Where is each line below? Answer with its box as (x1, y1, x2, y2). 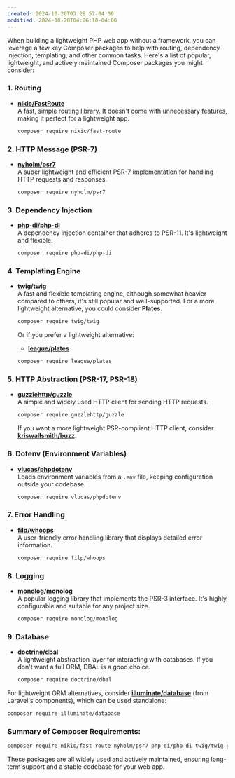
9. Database (7, 632, 49, 641)
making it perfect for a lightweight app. (17, 114, 130, 123)
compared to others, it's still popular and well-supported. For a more (17, 297, 215, 306)
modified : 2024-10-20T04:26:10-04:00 (7, 17, 117, 24)
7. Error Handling (7, 510, 65, 519)
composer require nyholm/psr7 (17, 189, 106, 196)
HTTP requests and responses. (17, 175, 107, 183)
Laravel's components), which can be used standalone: (7, 696, 167, 704)
